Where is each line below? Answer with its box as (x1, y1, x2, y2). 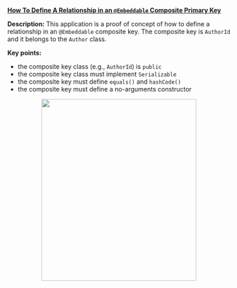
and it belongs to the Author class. (7, 35, 107, 43)
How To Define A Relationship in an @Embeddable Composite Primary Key (7, 6, 221, 14)
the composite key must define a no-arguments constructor (17, 85, 192, 93)
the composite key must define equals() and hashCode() (17, 77, 182, 86)
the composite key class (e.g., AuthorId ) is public (17, 62, 162, 70)
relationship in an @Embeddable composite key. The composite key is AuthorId (7, 28, 231, 35)
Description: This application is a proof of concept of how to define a (7, 20, 210, 28)
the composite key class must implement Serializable (17, 70, 177, 78)
